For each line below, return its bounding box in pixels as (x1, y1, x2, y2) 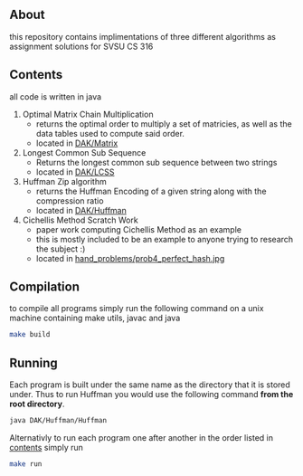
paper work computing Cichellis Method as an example (35, 224, 242, 234)
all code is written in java (9, 90, 102, 102)
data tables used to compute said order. (35, 128, 185, 138)
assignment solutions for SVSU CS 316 (9, 41, 154, 52)
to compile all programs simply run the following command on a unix (9, 303, 264, 314)
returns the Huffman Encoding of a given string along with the (35, 186, 267, 196)
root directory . (9, 398, 65, 410)
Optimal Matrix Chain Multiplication (22, 109, 154, 119)
